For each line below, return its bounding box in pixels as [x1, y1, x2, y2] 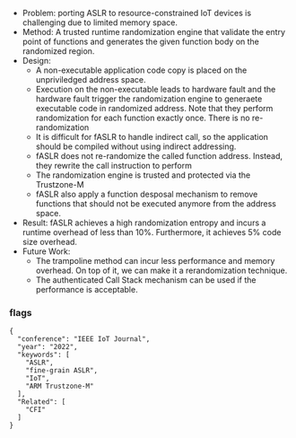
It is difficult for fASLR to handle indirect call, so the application [35, 132, 269, 142]
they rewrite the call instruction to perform [35, 161, 193, 171]
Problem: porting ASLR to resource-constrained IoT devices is [22, 8, 252, 18]
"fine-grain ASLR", [25, 366, 99, 375]
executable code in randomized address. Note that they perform [35, 103, 274, 113]
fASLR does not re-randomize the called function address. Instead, [35, 151, 283, 161]
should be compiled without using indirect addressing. [35, 141, 237, 152]
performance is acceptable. [35, 285, 138, 294]
